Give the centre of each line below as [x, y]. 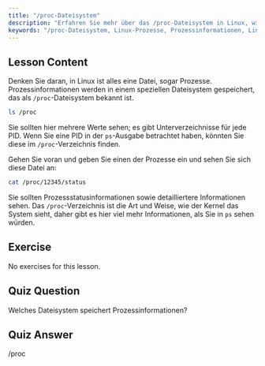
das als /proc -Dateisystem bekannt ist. [71, 98]
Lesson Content [48, 62]
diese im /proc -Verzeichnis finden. [64, 144]
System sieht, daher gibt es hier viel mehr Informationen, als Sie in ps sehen [131, 214]
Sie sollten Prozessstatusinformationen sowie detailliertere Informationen [127, 197]
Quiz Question [44, 291]
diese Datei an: [32, 168]
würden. [22, 222]
